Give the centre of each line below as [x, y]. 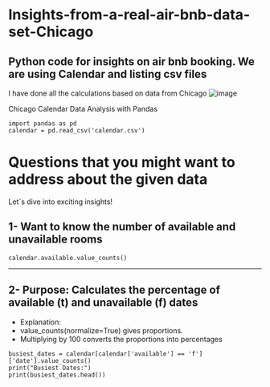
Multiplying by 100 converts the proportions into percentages [121, 339]
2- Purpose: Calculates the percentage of [115, 290]
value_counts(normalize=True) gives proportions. [101, 330]
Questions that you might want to [122, 163]
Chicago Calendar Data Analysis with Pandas [83, 109]
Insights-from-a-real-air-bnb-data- [129, 15]
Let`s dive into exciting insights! [61, 202]
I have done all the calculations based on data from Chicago [108, 93]
